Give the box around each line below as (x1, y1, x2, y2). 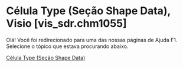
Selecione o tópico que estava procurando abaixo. (6, 43, 129, 50)
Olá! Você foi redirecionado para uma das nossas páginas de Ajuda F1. (6, 36, 178, 43)
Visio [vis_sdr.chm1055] (6, 17, 127, 30)
